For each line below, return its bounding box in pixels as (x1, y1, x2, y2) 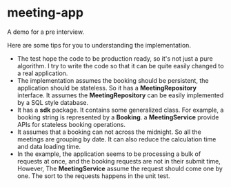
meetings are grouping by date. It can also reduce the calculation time (17, 135, 217, 143)
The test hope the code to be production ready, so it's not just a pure (17, 54, 213, 63)
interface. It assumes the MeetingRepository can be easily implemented (17, 91, 224, 99)
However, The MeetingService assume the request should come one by (17, 164, 223, 173)
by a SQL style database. (17, 98, 89, 106)
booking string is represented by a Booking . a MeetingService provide (17, 112, 219, 121)
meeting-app (7, 5, 84, 21)
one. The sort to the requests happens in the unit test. (17, 171, 170, 180)
